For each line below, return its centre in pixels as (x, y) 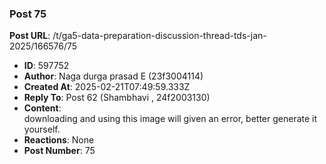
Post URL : (30, 36)
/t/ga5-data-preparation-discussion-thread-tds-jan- (159, 36)
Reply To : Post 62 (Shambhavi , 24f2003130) (117, 98)
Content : (42, 108)
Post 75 (28, 14)
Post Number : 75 (59, 151)
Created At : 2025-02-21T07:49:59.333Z (107, 87)
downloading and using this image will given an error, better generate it (170, 119)
